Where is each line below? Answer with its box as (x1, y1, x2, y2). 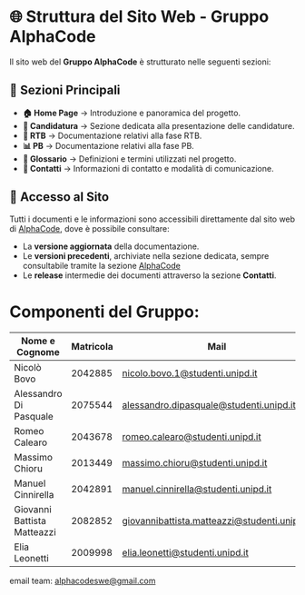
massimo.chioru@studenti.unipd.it (122, 456, 268, 469)
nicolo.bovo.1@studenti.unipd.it (122, 366, 258, 379)
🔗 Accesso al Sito (9, 189, 110, 205)
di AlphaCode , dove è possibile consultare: (9, 223, 170, 233)
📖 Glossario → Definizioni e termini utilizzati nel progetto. (22, 153, 237, 164)
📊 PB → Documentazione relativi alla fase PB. (22, 140, 195, 151)
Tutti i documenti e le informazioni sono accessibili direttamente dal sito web (9, 213, 296, 224)
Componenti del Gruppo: (9, 302, 200, 322)
